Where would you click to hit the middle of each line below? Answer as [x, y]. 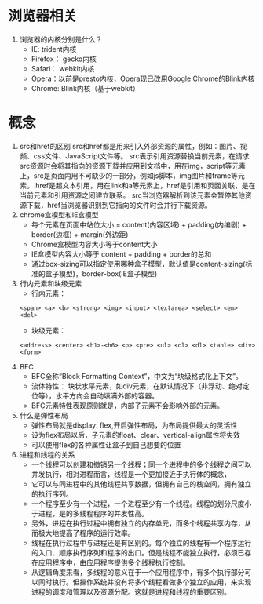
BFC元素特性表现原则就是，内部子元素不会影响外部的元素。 [128, 406]
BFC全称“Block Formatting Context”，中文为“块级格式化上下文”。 [137, 376]
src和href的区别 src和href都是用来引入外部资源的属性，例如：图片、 [130, 146]
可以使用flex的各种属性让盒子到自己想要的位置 [106, 445]
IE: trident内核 [54, 49]
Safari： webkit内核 [63, 68]
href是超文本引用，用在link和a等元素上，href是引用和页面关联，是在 [145, 185]
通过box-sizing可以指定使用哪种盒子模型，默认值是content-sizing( [138, 264]
